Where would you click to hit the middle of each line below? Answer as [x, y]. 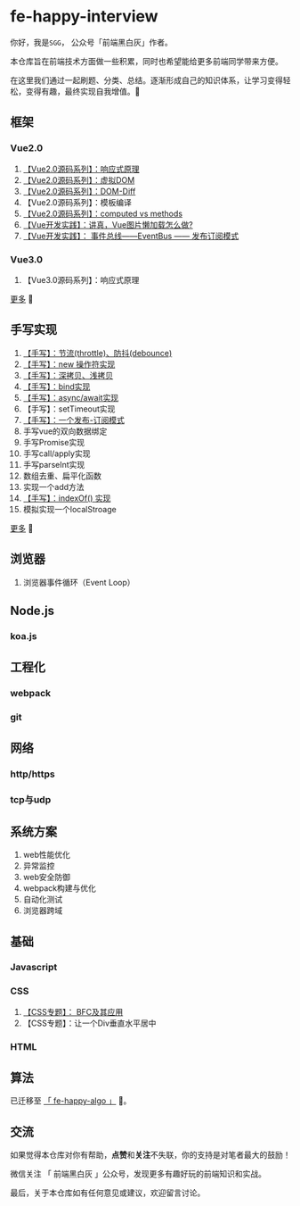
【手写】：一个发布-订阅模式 [74, 420]
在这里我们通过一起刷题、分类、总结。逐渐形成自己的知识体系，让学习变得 [146, 80]
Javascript [34, 968]
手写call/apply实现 [57, 453]
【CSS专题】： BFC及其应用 [73, 1011]
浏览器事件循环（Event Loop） [79, 582]
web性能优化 [46, 855]
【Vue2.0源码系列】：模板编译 [77, 202]
